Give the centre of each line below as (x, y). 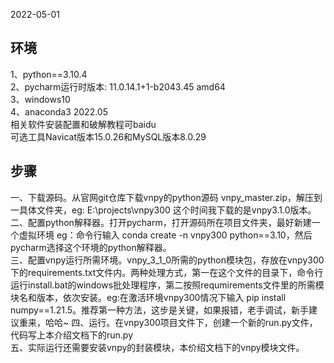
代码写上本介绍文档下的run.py (72, 335)
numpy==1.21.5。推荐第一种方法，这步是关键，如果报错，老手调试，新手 (160, 310)
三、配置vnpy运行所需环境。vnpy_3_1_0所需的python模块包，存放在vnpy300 (167, 260)
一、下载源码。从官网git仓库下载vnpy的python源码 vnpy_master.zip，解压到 (166, 197)
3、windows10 (40, 99)
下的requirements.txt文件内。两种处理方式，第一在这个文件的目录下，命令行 (167, 272)
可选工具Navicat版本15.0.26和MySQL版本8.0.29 (108, 136)
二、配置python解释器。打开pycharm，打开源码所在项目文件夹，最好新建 (161, 222)
